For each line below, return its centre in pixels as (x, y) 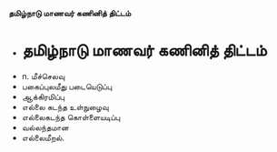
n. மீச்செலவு (43, 76)
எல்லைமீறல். (43, 137)
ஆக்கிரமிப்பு (43, 96)
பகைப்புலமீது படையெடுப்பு (67, 86)
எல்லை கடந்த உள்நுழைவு (65, 106)
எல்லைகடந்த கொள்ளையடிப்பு (71, 117)
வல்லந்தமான (45, 127)
